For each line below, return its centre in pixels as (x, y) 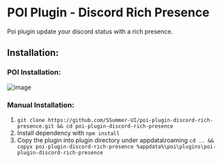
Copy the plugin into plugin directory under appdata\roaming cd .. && (115, 140)
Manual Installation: (41, 105)
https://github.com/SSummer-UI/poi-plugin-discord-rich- (130, 120)
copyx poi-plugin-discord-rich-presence (75, 147)
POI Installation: (34, 72)
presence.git (36, 126)
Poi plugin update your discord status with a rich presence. (90, 31)
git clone (31, 120)
